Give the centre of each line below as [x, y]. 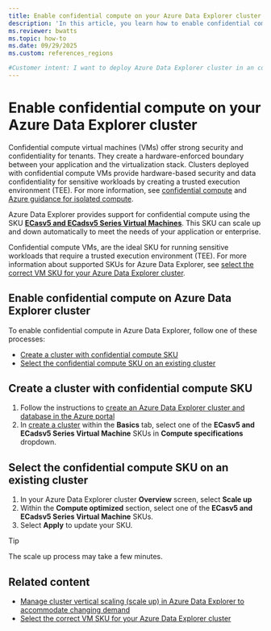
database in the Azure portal [67, 416]
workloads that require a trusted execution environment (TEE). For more [128, 256]
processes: [27, 339]
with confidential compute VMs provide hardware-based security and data [132, 173]
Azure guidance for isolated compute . [71, 198]
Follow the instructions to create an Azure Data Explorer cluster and [132, 407]
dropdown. [38, 442]
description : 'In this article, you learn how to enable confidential [129, 23]
